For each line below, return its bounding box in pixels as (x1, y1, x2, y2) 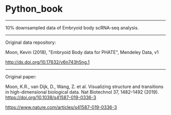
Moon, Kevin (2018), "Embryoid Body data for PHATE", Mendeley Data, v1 (5, 49, 159, 55)
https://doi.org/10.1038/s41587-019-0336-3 (5, 94, 97, 100)
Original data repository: (5, 39, 56, 45)
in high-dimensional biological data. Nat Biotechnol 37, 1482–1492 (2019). (5, 89, 159, 95)
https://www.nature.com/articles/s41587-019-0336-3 (5, 104, 117, 110)
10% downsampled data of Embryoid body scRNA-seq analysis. (5, 24, 139, 31)
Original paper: (5, 73, 37, 79)
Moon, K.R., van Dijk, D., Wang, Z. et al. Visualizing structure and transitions (5, 83, 164, 90)
